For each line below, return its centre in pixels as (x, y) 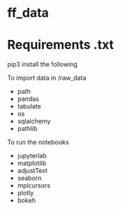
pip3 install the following (43, 64)
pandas (28, 99)
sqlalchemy (34, 121)
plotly (26, 193)
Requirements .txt (60, 45)
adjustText (32, 171)
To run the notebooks (38, 142)
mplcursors (34, 185)
